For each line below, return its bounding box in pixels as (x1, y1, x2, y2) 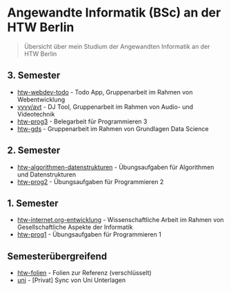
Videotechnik (17, 110, 55, 118)
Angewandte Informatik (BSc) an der (7, 5, 221, 21)
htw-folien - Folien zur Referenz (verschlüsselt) (17, 269, 152, 277)
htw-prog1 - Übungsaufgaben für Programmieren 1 (17, 230, 162, 239)
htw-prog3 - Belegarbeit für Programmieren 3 (17, 117, 148, 126)
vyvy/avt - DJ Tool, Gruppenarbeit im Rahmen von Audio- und (17, 102, 194, 111)
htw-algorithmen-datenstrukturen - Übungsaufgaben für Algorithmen (17, 163, 214, 171)
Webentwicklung (17, 95, 66, 103)
